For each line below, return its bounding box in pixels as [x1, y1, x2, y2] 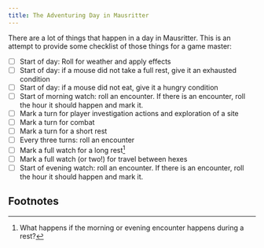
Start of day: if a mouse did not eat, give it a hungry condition [19, 82, 218, 92]
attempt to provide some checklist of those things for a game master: [8, 41, 232, 51]
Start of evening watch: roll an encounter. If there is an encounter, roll [19, 162, 244, 173]
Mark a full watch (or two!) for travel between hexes [19, 154, 188, 163]
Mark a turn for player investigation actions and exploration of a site [19, 108, 240, 118]
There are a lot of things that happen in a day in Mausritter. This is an [8, 33, 231, 42]
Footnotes [8, 195, 59, 208]
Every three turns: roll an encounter [19, 135, 135, 145]
